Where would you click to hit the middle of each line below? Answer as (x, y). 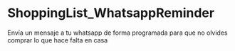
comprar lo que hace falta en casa (58, 40)
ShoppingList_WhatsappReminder (111, 13)
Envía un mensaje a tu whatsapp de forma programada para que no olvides (117, 33)
